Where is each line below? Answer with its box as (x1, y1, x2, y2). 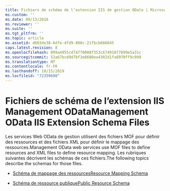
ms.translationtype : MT (5, 59, 56, 64)
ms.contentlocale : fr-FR (5, 64, 58, 69)
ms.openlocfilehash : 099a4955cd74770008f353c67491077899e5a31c (5, 50, 142, 55)
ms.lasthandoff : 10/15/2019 (5, 69, 65, 74)
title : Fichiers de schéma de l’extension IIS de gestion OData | (5, 7, 148, 13)
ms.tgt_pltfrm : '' (5, 31, 44, 36)
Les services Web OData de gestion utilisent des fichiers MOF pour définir (5, 133, 160, 139)
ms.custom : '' (5, 12, 35, 17)
